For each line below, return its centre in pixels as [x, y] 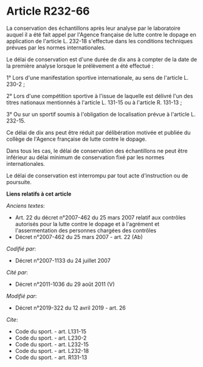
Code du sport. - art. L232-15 [52, 344]
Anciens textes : [26, 205]
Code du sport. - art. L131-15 [51, 331]
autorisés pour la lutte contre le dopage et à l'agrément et [87, 224]
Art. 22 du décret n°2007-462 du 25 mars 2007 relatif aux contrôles [100, 217]
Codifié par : [21, 249]
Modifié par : [22, 296]
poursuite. [19, 182]
